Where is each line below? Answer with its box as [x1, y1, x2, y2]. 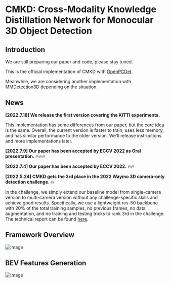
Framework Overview [5, 231, 75, 239]
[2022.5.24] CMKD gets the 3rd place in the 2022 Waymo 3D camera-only [5, 173, 165, 180]
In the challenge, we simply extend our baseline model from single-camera [5, 189, 161, 195]
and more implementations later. [5, 138, 72, 144]
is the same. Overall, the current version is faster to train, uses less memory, [5, 127, 164, 133]
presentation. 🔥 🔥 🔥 [5, 153, 46, 159]
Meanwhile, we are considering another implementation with [5, 79, 132, 84]
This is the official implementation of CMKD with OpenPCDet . [5, 68, 133, 75]
